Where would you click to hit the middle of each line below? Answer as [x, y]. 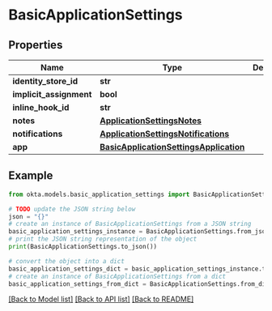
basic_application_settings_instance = [76, 232]
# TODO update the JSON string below [72, 209]
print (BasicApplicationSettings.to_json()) [83, 247]
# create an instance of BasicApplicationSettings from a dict [117, 276]
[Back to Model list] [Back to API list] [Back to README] [101, 299]
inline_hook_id [41, 107]
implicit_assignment [52, 94]
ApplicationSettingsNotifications [164, 134]
